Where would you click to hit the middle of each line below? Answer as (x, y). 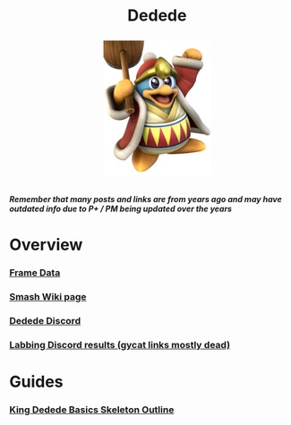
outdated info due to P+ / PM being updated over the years (121, 209)
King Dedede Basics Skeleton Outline (92, 410)
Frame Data (35, 273)
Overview (46, 245)
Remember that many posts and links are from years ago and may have (145, 200)
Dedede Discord (45, 321)
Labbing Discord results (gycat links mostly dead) (120, 345)
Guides (37, 382)
